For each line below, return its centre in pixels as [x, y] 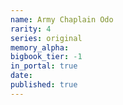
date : [21, 76]
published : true [44, 85]
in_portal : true [44, 66]
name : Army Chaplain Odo [62, 19]
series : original [46, 38]
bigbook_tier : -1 [46, 57]
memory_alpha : [40, 47]
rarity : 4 [31, 29]
